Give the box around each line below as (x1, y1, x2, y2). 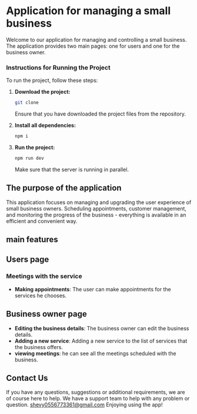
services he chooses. (14, 292, 67, 299)
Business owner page (6, 309, 87, 319)
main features (6, 235, 58, 245)
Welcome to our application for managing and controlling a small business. (6, 36, 187, 43)
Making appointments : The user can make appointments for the (14, 285, 172, 293)
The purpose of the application (6, 183, 122, 193)
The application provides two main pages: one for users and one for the (6, 42, 180, 50)
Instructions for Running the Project (6, 63, 111, 71)
